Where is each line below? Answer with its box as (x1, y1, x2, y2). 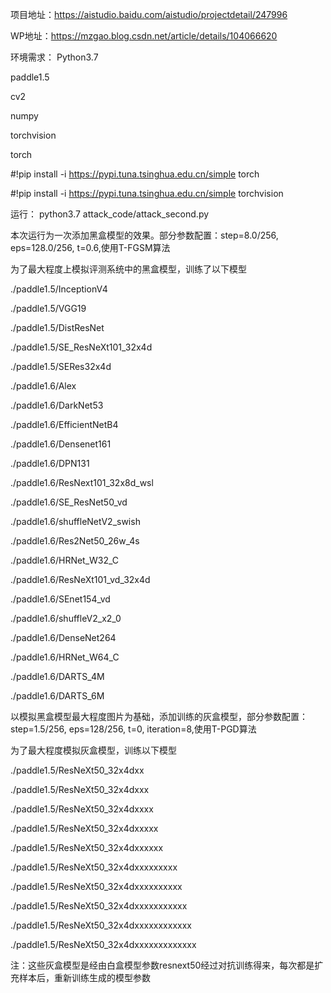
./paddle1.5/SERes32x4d (10, 361, 112, 372)
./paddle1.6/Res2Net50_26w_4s (10, 535, 140, 547)
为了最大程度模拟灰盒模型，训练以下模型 (10, 744, 177, 756)
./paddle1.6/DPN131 (10, 458, 90, 469)
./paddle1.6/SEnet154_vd (10, 593, 111, 605)
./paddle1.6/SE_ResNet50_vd (10, 496, 128, 508)
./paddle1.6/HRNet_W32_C (10, 554, 120, 566)
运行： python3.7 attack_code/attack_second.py (10, 208, 210, 220)
